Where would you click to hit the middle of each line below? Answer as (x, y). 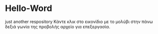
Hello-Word (29, 8)
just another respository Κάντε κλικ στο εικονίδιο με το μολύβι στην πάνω (79, 22)
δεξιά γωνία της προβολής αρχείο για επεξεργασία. (57, 26)
